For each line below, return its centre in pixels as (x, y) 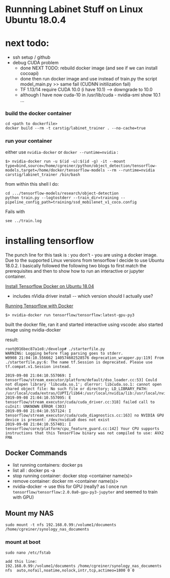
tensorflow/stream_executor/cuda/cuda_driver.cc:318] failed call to (80, 402)
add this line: (21, 561)
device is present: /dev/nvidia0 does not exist (57, 420)
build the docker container (38, 113)
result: (12, 340)
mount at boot (23, 542)
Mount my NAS (30, 513)
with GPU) (23, 498)
